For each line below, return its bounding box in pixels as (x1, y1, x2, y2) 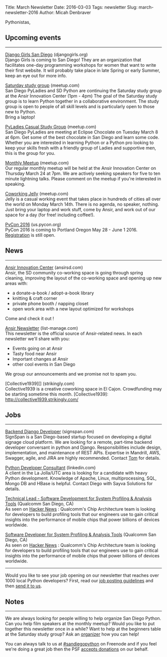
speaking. (5, 181, 26, 187)
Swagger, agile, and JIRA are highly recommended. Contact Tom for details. (5, 455, 161, 461)
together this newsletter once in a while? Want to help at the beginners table (5, 626, 162, 632)
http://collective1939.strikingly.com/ (5, 396, 79, 402)
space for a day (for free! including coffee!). (5, 212, 95, 218)
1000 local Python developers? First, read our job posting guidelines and (5, 578, 154, 584)
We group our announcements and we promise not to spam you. (5, 371, 137, 377)
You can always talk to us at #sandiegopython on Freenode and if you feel (5, 641, 157, 647)
